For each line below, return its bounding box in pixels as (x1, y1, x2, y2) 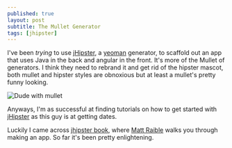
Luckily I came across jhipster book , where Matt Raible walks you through (7, 126, 218, 134)
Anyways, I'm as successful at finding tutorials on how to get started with (7, 105, 217, 113)
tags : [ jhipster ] (7, 29, 58, 37)
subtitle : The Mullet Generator (7, 23, 101, 30)
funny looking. (7, 78, 49, 87)
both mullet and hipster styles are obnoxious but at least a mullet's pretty (7, 71, 216, 79)
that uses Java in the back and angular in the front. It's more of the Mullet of (7, 56, 225, 65)
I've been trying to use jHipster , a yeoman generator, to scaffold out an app (7, 49, 222, 57)
